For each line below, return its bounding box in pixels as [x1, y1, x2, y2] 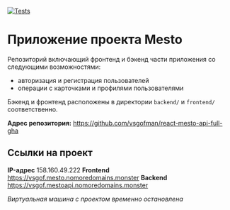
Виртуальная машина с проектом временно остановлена [7, 194, 184, 203]
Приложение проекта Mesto [7, 32, 183, 48]
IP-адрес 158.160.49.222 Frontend [7, 165, 110, 174]
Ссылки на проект [7, 147, 93, 159]
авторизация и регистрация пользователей [17, 76, 149, 84]
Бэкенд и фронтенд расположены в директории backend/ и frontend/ [7, 97, 216, 106]
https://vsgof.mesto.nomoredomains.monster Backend [7, 173, 168, 182]
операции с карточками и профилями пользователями [17, 84, 184, 92]
